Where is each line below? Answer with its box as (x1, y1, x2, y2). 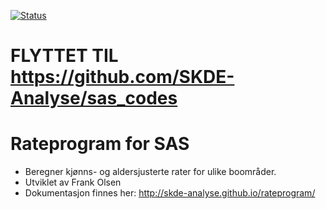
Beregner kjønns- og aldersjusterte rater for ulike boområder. (24, 166, 277, 178)
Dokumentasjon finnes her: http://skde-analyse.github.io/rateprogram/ (24, 187, 316, 199)
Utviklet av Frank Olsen (24, 176, 122, 189)
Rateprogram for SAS (10, 133, 190, 155)
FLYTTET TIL (10, 45, 119, 67)
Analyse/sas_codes (10, 87, 178, 110)
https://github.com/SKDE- (10, 66, 235, 89)
